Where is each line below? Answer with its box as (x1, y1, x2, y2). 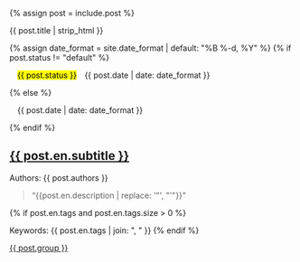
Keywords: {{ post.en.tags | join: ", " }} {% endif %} (9, 225, 200, 236)
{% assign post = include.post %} (9, 8, 136, 18)
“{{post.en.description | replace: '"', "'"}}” (31, 190, 187, 201)
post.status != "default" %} (9, 52, 110, 62)
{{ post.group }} (9, 242, 69, 253)
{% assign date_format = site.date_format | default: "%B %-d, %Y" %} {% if (9, 42, 292, 53)
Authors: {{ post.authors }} (9, 172, 108, 183)
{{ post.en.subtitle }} (9, 148, 129, 164)
